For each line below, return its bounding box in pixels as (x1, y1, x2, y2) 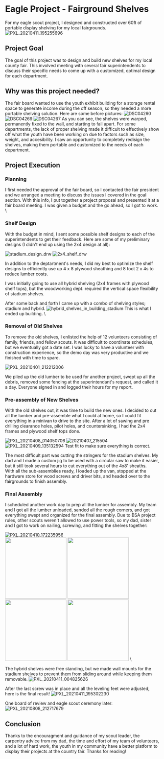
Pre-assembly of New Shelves (5, 396, 79, 403)
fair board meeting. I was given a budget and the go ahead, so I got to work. (5, 202, 158, 209)
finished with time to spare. (5, 355, 60, 360)
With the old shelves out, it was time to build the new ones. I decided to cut (5, 407, 157, 413)
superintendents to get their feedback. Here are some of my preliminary (5, 236, 150, 242)
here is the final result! (5, 691, 50, 697)
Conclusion (5, 720, 41, 728)
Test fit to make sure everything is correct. (65, 443, 151, 449)
